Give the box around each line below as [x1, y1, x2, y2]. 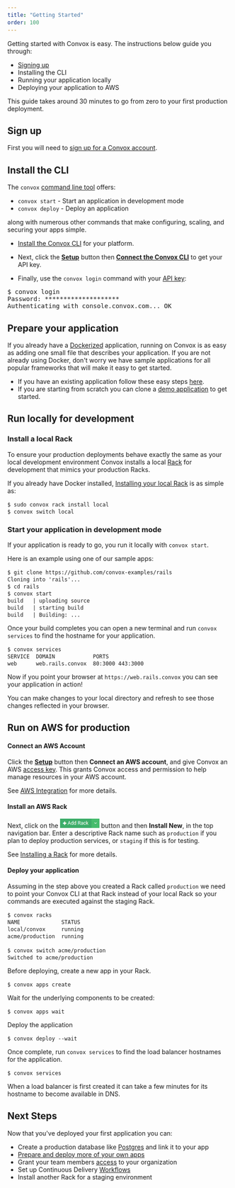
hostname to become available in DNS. [7, 1090, 120, 1098]
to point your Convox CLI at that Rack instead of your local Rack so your [7, 889, 217, 898]
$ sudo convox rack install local [7, 501, 110, 508]
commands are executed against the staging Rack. [7, 897, 155, 905]
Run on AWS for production [7, 722, 130, 734]
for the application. [7, 1055, 62, 1063]
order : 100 [7, 18, 40, 26]
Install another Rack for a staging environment [17, 1172, 152, 1181]
